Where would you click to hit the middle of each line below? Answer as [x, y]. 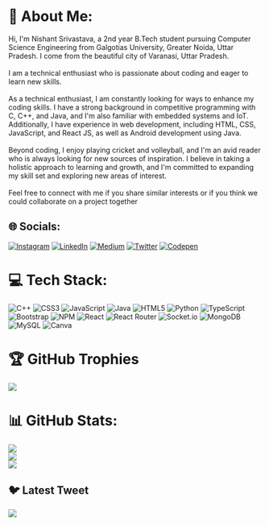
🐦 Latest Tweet [49, 490]
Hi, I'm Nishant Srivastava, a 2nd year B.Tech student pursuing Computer [130, 39]
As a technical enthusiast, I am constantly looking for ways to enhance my [131, 98]
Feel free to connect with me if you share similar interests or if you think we [133, 193]
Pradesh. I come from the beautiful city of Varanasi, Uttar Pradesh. [119, 56]
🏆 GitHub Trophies [74, 359]
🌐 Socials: [35, 227]
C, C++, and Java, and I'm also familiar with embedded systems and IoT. [128, 115]
